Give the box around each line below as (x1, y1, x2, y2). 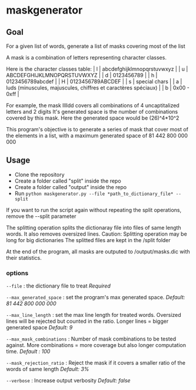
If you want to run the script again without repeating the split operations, (6, 206, 181, 213)
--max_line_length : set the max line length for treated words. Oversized (6, 312, 181, 319)
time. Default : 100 (6, 348, 51, 355)
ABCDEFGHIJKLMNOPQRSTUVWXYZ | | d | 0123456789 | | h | (6, 72, 158, 78)
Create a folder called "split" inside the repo (14, 177, 122, 184)
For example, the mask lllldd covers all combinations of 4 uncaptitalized (6, 102, 180, 109)
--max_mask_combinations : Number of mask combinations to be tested (6, 335, 177, 342)
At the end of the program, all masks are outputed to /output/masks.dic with (6, 248, 190, 255)
